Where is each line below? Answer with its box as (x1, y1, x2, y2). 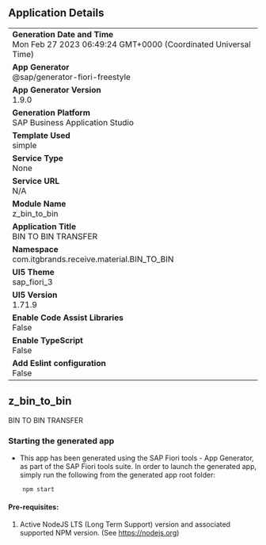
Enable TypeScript (12, 334, 83, 345)
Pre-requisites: (8, 502, 59, 512)
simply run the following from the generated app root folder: (19, 470, 216, 479)
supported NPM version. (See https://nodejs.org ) (19, 528, 180, 538)
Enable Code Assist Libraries (12, 312, 124, 323)
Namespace (12, 243, 59, 254)
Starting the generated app (8, 435, 115, 446)
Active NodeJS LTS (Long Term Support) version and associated (19, 520, 231, 529)
